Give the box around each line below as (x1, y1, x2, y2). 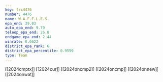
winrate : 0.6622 (5, 39, 38, 44)
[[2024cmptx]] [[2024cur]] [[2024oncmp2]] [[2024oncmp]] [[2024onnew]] (5, 66, 159, 72)
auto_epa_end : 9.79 (5, 26, 45, 30)
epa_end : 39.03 (5, 21, 36, 26)
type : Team (5, 53, 28, 58)
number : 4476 (5, 12, 32, 17)
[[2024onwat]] (5, 72, 35, 78)
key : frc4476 (5, 7, 32, 12)
